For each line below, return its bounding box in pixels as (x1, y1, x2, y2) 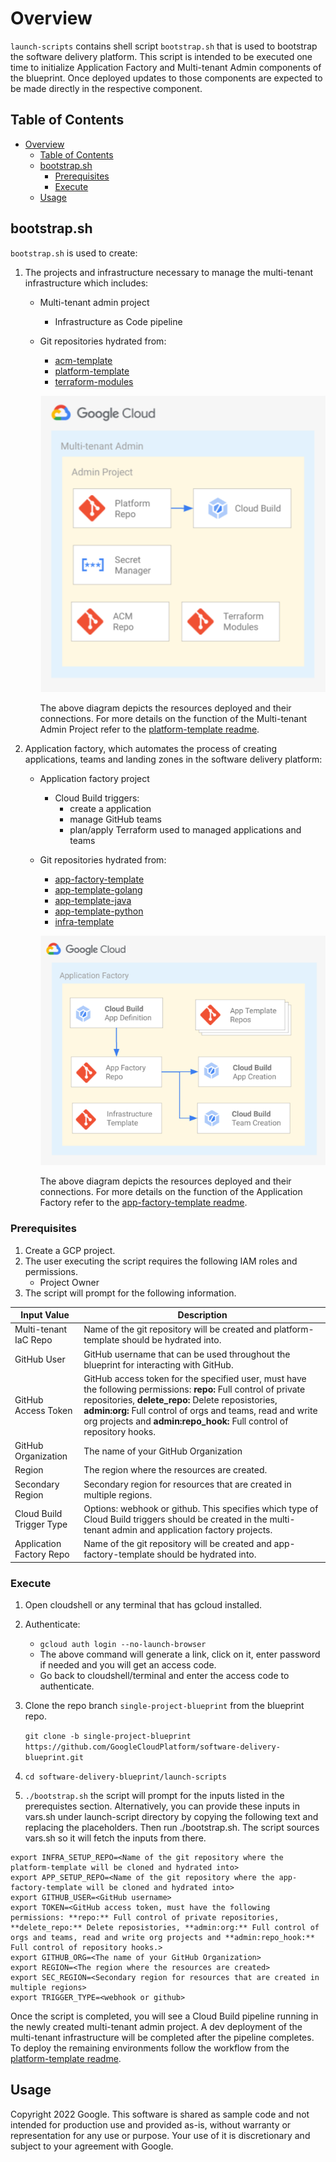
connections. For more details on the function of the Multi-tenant (39, 713, 308, 725)
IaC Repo (14, 1334, 53, 1346)
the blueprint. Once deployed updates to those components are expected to (10, 72, 323, 84)
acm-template (54, 354, 113, 366)
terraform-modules (54, 375, 134, 387)
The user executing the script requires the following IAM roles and (24, 1255, 298, 1267)
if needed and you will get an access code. (39, 1658, 217, 1671)
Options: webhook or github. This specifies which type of (83, 1502, 319, 1514)
